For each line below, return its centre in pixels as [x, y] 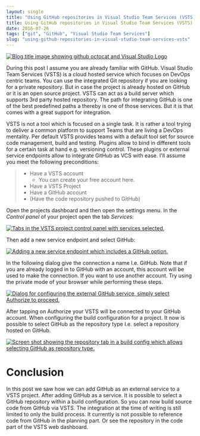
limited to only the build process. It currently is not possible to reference [94, 414]
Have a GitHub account [58, 192]
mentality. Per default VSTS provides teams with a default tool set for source [100, 137]
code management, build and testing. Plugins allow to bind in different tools [99, 143]
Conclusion [35, 372]
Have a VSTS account [57, 173]
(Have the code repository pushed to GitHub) [85, 199]
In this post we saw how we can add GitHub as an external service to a [93, 389]
